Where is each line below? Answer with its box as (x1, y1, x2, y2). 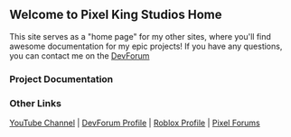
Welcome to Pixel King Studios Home (9, 7, 222, 23)
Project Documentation (9, 72, 114, 85)
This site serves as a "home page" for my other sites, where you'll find (9, 31, 271, 41)
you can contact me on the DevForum (9, 50, 150, 61)
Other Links (9, 96, 61, 109)
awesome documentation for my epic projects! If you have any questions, (9, 41, 283, 51)
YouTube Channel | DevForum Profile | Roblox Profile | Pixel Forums (9, 117, 260, 129)
